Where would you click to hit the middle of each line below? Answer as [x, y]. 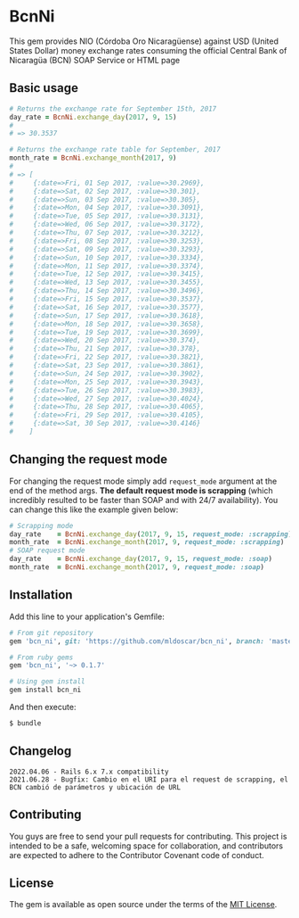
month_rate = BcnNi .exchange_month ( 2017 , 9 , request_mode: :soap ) [137, 567]
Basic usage [44, 88]
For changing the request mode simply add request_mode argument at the [143, 481]
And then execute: [43, 707]
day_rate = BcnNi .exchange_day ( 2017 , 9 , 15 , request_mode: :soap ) [141, 559]
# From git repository [51, 633]
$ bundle [25, 724]
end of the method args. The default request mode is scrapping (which [141, 490]
